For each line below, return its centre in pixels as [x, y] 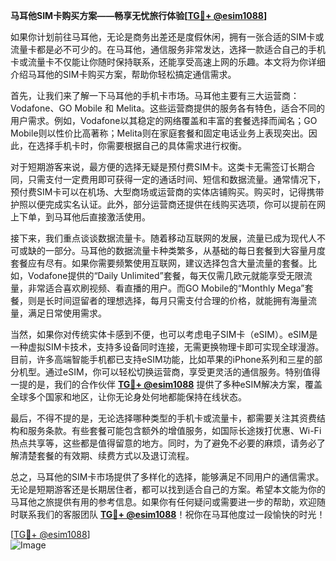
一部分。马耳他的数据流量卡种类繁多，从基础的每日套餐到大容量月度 [185, 250]
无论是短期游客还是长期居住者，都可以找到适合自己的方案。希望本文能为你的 [168, 489]
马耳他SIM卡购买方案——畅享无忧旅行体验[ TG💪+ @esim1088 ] [139, 15]
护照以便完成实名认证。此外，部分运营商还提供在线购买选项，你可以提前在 [163, 204]
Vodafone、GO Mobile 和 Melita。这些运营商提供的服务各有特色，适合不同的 [167, 108]
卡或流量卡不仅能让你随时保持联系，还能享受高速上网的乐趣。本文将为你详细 [168, 62]
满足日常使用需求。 [67, 313]
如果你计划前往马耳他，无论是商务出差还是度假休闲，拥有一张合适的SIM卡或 [167, 37]
